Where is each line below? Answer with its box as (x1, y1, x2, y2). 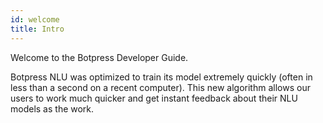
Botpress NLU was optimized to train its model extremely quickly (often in (10, 71, 313, 83)
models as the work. (10, 102, 95, 115)
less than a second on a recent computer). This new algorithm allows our (10, 81, 311, 93)
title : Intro (10, 24, 65, 34)
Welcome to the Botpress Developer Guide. (10, 51, 189, 63)
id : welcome (10, 14, 60, 25)
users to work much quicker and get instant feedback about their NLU (10, 92, 298, 104)
